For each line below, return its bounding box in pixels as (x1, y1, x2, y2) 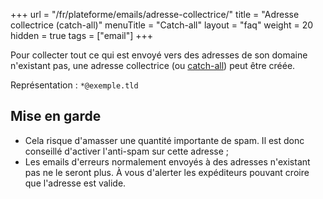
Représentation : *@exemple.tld (10, 79, 139, 91)
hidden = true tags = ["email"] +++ (10, 30, 154, 41)
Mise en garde (10, 108, 102, 125)
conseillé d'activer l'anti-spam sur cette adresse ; (24, 145, 230, 157)
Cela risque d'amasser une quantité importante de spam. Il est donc (24, 134, 305, 146)
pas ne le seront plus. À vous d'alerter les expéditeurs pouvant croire (24, 166, 310, 178)
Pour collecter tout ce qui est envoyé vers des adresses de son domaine (10, 49, 308, 61)
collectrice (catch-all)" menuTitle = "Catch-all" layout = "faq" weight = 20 (10, 19, 314, 31)
